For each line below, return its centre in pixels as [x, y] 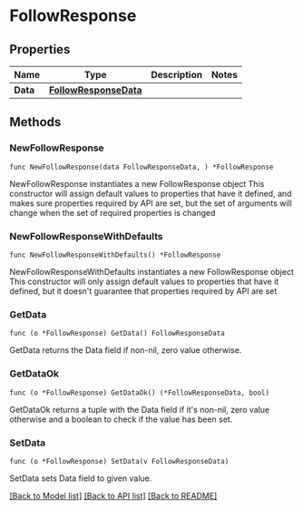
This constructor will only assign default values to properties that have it [144, 281]
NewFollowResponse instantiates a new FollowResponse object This [137, 183]
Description [176, 75]
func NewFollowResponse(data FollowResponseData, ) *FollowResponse [142, 167]
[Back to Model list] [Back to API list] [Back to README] [113, 495]
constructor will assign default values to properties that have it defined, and [151, 193]
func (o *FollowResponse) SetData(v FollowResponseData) [119, 461]
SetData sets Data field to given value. [81, 478]
